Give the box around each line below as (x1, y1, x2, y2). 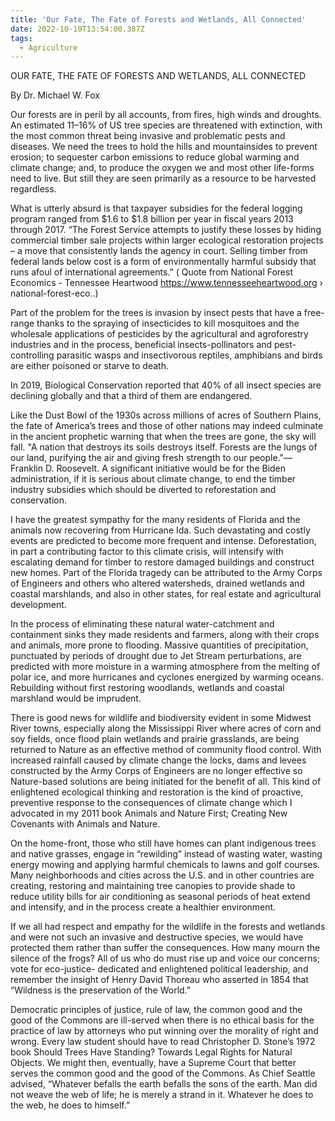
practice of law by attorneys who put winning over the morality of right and (10, 1025, 319, 1037)
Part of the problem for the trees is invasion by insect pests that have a (10, 307, 302, 319)
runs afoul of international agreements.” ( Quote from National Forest (10, 266, 293, 278)
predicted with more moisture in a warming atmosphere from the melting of (10, 661, 321, 673)
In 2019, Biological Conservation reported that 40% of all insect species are (10, 379, 322, 391)
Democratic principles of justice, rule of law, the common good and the (10, 1004, 303, 1016)
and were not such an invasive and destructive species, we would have (10, 931, 304, 943)
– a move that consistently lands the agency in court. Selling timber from (10, 245, 308, 257)
